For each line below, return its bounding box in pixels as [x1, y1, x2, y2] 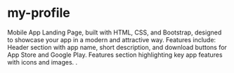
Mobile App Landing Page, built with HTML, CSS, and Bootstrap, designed [7, 28, 222, 36]
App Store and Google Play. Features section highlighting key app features [7, 51, 223, 59]
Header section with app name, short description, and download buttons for [7, 43, 227, 51]
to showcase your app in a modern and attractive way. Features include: [7, 35, 216, 44]
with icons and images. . [7, 58, 78, 66]
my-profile [7, 5, 70, 21]
